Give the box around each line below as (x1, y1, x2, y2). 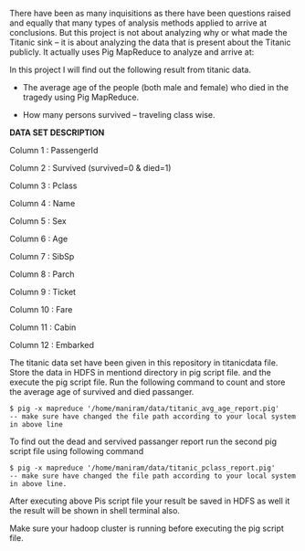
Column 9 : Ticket (9, 287, 76, 297)
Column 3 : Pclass (9, 180, 78, 191)
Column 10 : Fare (9, 304, 73, 314)
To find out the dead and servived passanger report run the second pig (9, 436, 277, 447)
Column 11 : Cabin (9, 322, 77, 333)
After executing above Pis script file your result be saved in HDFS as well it (9, 495, 290, 506)
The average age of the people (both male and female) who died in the (22, 82, 289, 92)
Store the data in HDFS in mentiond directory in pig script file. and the (9, 367, 271, 377)
